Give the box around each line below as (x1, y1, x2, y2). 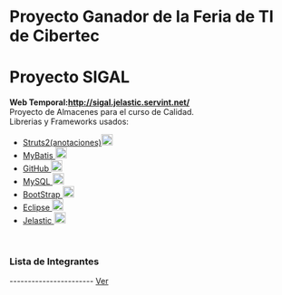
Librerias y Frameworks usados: (9, 116, 130, 128)
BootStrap (22, 189, 61, 200)
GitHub (22, 163, 50, 174)
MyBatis (22, 150, 53, 161)
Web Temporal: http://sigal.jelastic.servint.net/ (9, 97, 190, 108)
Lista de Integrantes (9, 255, 100, 268)
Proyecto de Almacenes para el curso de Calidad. (9, 107, 195, 118)
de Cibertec (9, 25, 100, 46)
